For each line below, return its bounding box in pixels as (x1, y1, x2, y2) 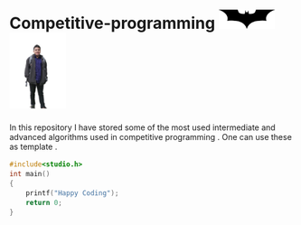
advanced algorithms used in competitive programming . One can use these (9, 132, 292, 143)
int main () (9, 170, 51, 179)
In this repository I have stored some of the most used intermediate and (9, 122, 276, 133)
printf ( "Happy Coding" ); (25, 188, 119, 198)
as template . (9, 141, 58, 153)
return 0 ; (25, 198, 63, 207)
